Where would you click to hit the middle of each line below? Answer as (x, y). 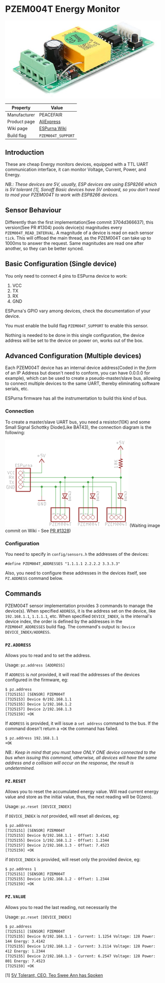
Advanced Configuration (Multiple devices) (73, 356)
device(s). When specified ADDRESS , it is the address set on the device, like (81, 611)
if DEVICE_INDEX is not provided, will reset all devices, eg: (62, 816)
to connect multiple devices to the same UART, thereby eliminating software (82, 383)
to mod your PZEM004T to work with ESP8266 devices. (62, 195)
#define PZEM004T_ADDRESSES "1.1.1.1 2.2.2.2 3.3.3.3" (63, 564)
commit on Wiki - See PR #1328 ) (38, 531)
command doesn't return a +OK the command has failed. (62, 729)
